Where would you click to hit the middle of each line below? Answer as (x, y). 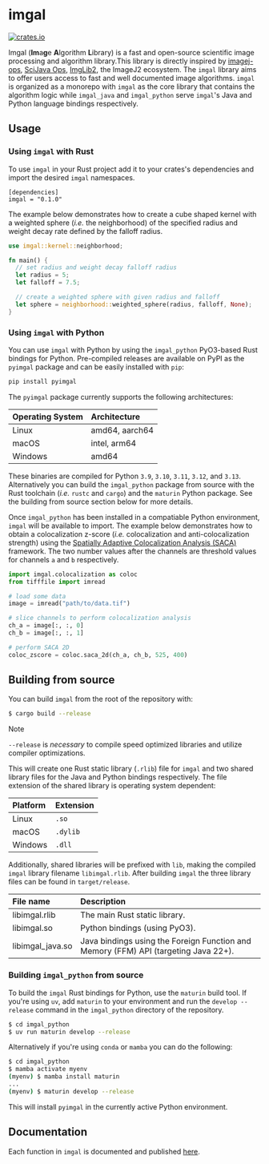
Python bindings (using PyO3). (138, 928)
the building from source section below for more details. (101, 501)
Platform (29, 805)
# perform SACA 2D (39, 647)
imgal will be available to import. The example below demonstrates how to (130, 526)
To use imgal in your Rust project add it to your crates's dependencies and (131, 169)
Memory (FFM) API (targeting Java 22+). (157, 951)
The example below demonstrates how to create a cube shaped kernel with (132, 214)
